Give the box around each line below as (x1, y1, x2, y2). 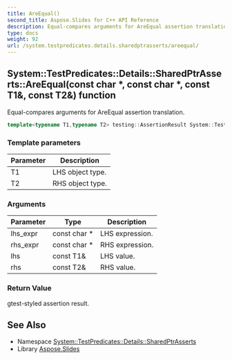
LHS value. (99, 251, 135, 261)
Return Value (7, 283, 52, 293)
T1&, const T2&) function (7, 89, 116, 101)
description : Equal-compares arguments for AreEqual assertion (7, 23, 193, 30)
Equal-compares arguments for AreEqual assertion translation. (7, 108, 185, 116)
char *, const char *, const (96, 79, 211, 91)
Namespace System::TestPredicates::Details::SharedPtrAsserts (17, 337, 197, 346)
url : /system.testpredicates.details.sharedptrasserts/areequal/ (7, 42, 199, 49)
